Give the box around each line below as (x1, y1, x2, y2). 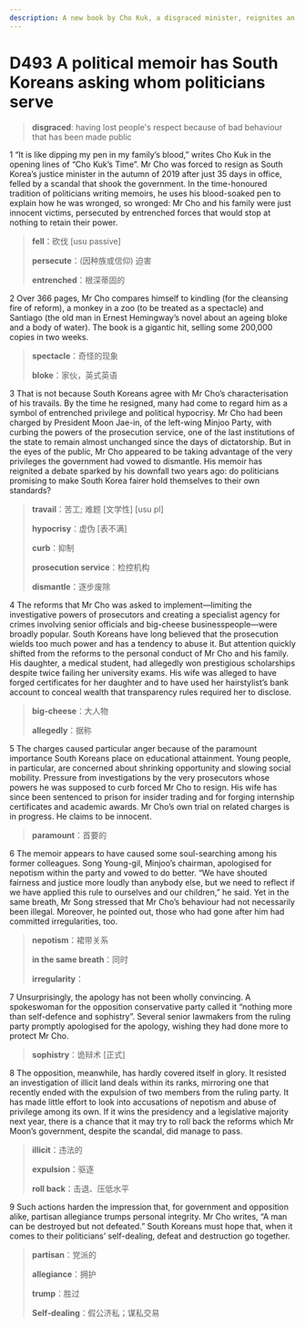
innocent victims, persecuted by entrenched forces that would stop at (9, 207, 271, 218)
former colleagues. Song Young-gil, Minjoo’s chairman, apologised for (9, 857, 272, 868)
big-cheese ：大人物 (31, 705, 109, 716)
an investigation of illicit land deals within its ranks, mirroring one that (9, 1077, 269, 1088)
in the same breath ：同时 (31, 954, 129, 965)
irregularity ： (31, 973, 84, 984)
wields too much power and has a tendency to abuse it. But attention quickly (9, 638, 296, 648)
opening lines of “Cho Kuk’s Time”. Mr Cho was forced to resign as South (9, 159, 284, 170)
